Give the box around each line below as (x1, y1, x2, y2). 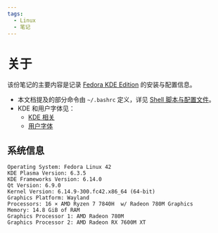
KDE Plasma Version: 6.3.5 (7, 170, 86, 177)
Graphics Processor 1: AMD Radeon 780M (7, 213, 124, 220)
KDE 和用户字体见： (17, 104, 75, 113)
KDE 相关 (27, 113, 55, 122)
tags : (7, 10, 23, 18)
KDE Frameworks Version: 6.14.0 (7, 176, 102, 183)
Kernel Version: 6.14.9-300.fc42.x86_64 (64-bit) (7, 188, 156, 196)
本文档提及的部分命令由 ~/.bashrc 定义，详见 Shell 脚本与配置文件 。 (17, 96, 216, 104)
